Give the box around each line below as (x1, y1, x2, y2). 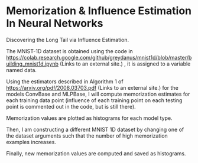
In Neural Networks (6, 17, 103, 30)
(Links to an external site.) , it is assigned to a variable (60, 60, 191, 67)
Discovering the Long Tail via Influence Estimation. (6, 36, 129, 43)
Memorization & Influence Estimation (6, 4, 192, 18)
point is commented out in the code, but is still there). (6, 103, 136, 110)
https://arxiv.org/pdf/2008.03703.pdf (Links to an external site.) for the (6, 84, 178, 91)
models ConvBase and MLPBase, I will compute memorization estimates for (6, 90, 190, 97)
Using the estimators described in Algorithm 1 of (6, 78, 124, 85)
